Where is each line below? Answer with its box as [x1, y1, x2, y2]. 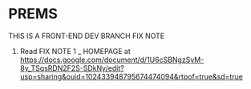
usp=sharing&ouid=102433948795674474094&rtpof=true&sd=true [19, 72, 243, 81]
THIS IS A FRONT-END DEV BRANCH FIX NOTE [8, 31, 165, 41]
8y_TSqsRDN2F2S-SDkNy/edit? [19, 63, 124, 72]
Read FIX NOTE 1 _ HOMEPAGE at [19, 46, 131, 56]
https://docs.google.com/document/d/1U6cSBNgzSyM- [19, 55, 204, 64]
